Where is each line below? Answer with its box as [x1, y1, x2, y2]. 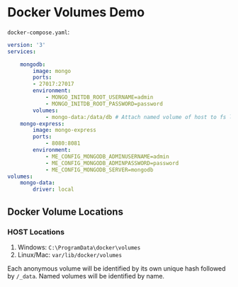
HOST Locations [7, 227, 65, 237]
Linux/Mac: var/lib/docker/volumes [17, 250, 123, 259]
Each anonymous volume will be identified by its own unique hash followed [7, 264, 226, 273]
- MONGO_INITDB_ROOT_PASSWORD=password [45, 100, 163, 107]
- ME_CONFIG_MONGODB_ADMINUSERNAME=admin [45, 153, 170, 160]
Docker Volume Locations [7, 206, 124, 218]
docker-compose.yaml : [7, 28, 70, 36]
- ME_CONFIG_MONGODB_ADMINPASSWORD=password [45, 159, 179, 167]
